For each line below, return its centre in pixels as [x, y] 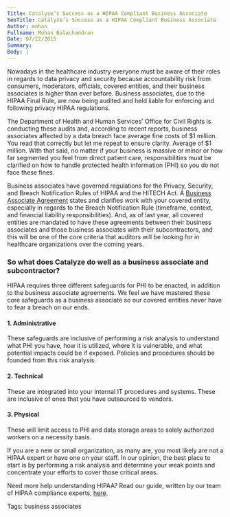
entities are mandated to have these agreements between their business [109, 222]
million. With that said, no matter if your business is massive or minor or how [115, 150]
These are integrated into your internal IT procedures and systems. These [112, 391]
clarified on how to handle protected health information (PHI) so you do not [113, 165]
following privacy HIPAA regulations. [59, 108]
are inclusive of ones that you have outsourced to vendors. [90, 399]
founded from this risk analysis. [51, 360]
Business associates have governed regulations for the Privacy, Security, [110, 186]
